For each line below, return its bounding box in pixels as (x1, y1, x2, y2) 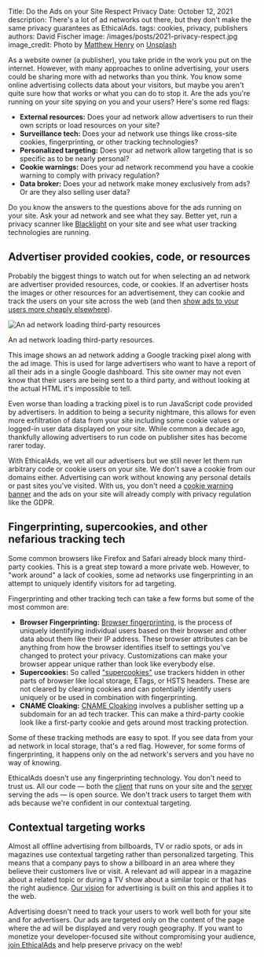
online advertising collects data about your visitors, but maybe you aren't (8, 80, 244, 90)
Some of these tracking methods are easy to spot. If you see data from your (8, 732, 254, 742)
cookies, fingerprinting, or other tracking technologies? (19, 137, 199, 146)
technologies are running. (8, 228, 92, 236)
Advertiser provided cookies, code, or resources (8, 251, 251, 264)
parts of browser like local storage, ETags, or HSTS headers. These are (19, 676, 250, 685)
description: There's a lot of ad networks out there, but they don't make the (8, 15, 252, 24)
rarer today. (8, 440, 46, 450)
